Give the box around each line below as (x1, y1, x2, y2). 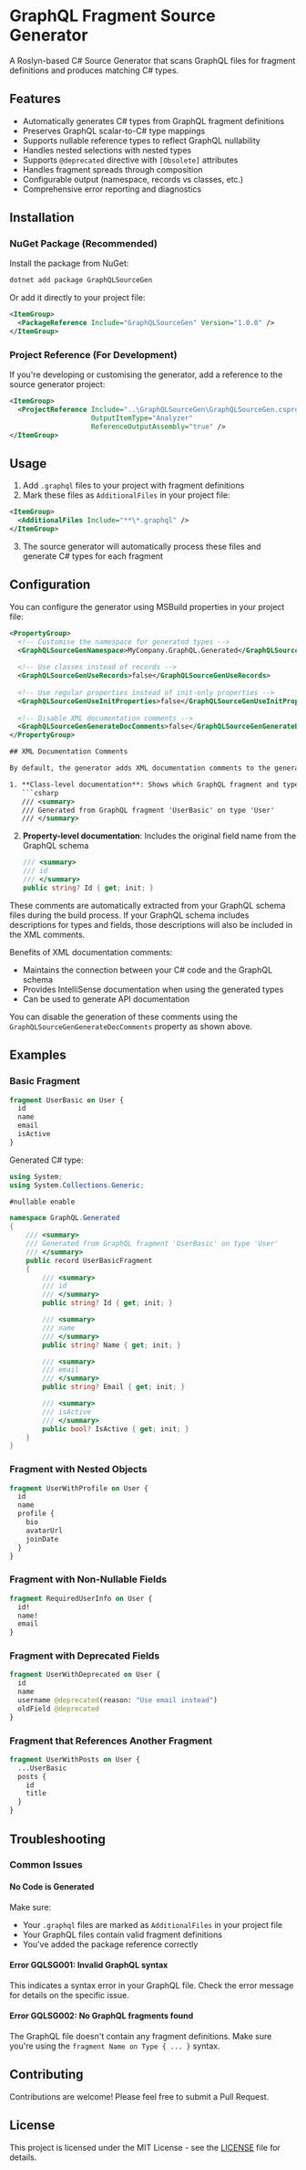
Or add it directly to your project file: (9, 292, 146, 303)
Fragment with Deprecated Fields (9, 1649, 160, 1662)
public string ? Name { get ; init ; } (42, 1340, 181, 1350)
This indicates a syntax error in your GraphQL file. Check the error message (9, 1979, 294, 1991)
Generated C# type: (9, 1154, 84, 1165)
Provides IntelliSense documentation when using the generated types (22, 984, 284, 995)
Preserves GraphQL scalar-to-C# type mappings (22, 125, 206, 136)
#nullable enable (9, 1197, 76, 1206)
